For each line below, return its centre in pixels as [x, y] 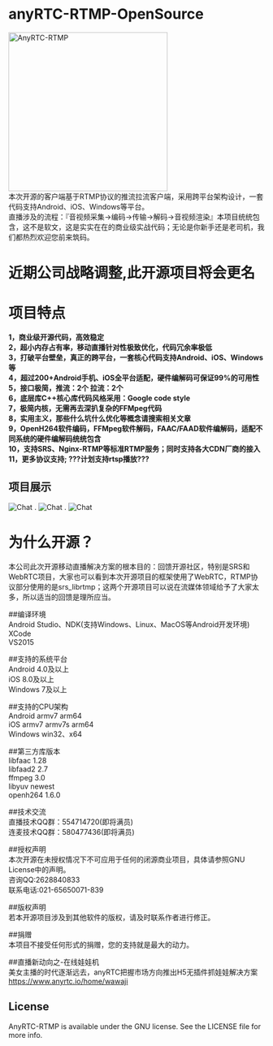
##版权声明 [27, 907]
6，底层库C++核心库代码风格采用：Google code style [100, 398]
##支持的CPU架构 [39, 707]
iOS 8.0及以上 [31, 679]
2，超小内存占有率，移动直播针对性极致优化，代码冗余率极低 [110, 348]
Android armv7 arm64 [45, 715]
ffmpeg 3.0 [27, 777]
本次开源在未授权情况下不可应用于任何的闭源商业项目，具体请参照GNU [127, 859]
